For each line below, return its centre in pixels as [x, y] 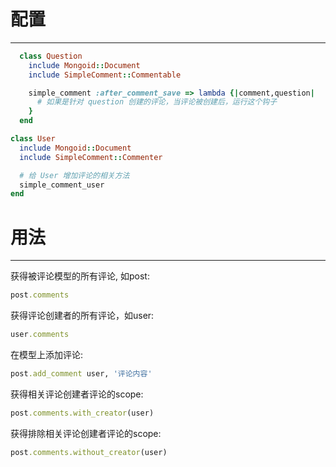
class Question [51, 56]
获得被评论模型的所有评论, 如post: [80, 276]
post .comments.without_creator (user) [89, 452]
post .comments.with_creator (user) [82, 413]
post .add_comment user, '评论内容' [81, 374]
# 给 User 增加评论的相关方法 [74, 175]
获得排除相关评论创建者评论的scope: [86, 433]
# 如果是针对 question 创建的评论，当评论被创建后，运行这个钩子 [157, 102]
